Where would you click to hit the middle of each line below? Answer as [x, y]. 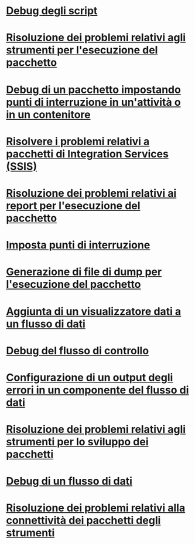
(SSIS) [21, 166]
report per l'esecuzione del [73, 205]
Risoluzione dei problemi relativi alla [96, 508]
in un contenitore [48, 114]
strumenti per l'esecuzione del [82, 50]
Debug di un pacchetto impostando [94, 90]
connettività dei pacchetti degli [83, 521]
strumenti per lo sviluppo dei [77, 442]
